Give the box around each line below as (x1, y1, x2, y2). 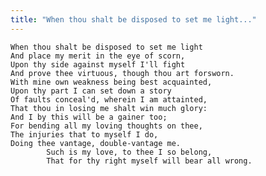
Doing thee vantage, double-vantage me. (10, 138, 182, 148)
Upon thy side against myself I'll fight (10, 59, 186, 70)
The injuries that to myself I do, (10, 129, 159, 140)
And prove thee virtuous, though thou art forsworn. (10, 68, 235, 78)
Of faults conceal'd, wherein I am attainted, (10, 94, 208, 105)
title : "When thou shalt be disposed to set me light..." (10, 14, 257, 25)
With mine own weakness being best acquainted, (10, 77, 213, 87)
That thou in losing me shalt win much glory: (10, 103, 208, 113)
